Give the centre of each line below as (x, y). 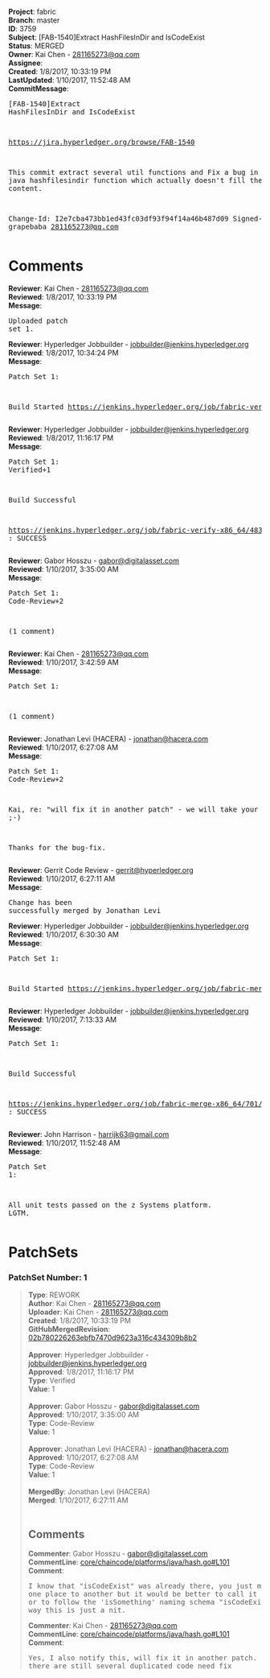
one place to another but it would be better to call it (142, 1594)
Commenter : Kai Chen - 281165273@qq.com (103, 1626)
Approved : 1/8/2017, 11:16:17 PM (81, 1372)
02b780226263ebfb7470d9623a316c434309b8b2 (112, 1338)
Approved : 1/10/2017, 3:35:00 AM (83, 1415)
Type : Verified (52, 1381)
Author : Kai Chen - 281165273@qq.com (94, 1304)
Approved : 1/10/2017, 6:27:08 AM (83, 1457)
